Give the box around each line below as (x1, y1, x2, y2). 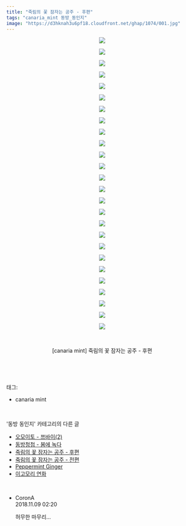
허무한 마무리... (15, 513, 52, 521)
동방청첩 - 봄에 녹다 (15, 441, 62, 449)
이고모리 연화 (15, 470, 47, 478)
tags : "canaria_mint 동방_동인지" (6, 15, 88, 21)
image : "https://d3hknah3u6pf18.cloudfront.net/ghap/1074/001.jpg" (6, 20, 181, 26)
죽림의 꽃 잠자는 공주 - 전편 (15, 456, 80, 464)
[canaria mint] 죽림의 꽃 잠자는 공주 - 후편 (52, 347, 153, 355)
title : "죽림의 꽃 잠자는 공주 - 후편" (6, 9, 93, 15)
